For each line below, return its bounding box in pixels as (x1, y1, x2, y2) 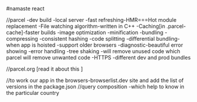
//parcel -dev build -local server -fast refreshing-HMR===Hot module (6, 17, 177, 23)
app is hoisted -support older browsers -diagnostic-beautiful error (21, 41, 183, 48)
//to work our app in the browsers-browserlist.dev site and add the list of (6, 77, 184, 84)
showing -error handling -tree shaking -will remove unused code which (6, 48, 181, 55)
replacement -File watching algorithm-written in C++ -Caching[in (6, 23, 166, 29)
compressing (6, 35, 39, 42)
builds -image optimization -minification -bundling (40, 29, 164, 36)
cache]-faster (6, 29, 40, 36)
